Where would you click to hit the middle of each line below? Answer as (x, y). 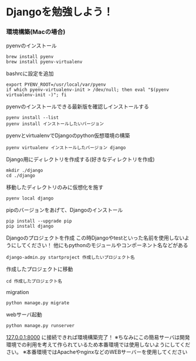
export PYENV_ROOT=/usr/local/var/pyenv (56, 85)
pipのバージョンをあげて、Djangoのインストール (65, 210)
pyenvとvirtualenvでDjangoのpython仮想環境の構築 (68, 136)
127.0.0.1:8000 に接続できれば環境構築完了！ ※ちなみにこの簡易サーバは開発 (98, 338)
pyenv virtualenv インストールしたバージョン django (66, 148)
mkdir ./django (25, 171)
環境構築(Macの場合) (36, 32)
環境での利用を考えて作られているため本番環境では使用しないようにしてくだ (98, 345)
